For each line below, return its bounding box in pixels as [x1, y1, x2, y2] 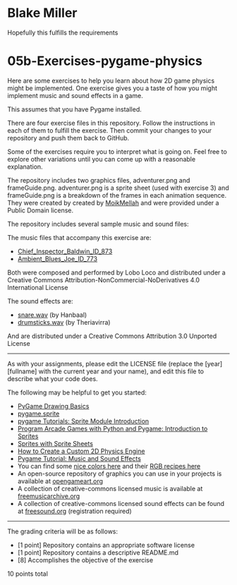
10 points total [7, 569, 48, 578]
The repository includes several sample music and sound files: [7, 219, 189, 228]
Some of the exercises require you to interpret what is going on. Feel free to [7, 147, 227, 156]
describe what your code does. [7, 374, 98, 382]
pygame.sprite [17, 409, 60, 418]
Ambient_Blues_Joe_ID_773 [17, 254, 97, 263]
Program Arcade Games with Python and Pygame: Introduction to [17, 424, 208, 433]
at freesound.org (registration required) [17, 507, 132, 515]
